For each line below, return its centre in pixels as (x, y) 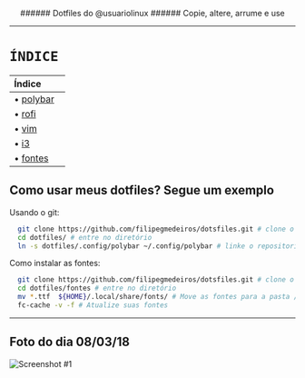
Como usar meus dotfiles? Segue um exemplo (142, 190)
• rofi (25, 114)
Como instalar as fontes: (55, 264)
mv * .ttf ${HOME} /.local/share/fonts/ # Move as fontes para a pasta (154, 297)
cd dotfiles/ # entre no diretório (85, 237)
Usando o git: (34, 212)
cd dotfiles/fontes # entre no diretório (97, 288)
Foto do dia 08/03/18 (69, 342)
